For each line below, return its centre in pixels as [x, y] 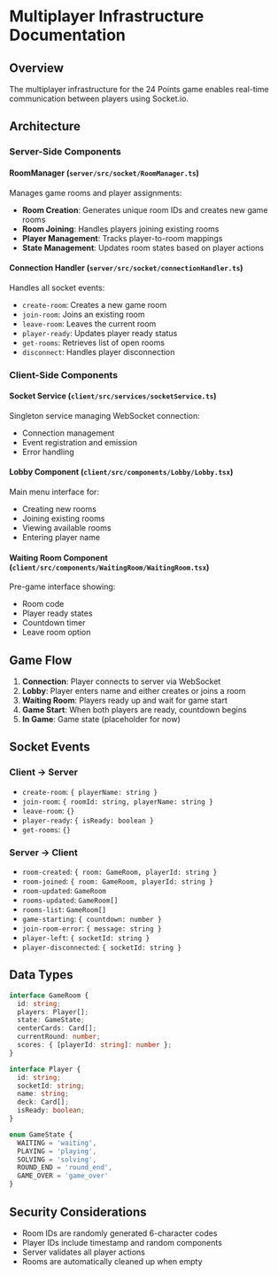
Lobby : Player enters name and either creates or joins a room [134, 691]
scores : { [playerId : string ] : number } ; [95, 1045]
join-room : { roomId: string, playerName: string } [118, 801]
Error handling [48, 452]
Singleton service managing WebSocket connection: [105, 415]
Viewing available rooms [66, 528]
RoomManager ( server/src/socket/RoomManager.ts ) [104, 173]
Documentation [68, 35]
